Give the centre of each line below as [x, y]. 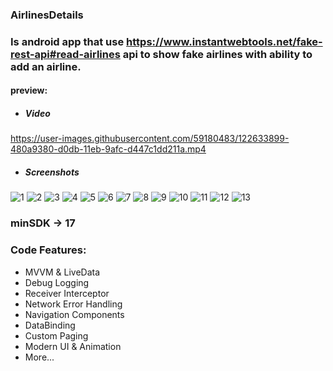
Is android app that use [67, 41]
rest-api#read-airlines [65, 54]
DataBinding [50, 325]
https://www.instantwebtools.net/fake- [224, 41]
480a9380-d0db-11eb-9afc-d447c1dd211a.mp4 [108, 149]
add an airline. [46, 66]
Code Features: [48, 250]
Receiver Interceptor [67, 293]
